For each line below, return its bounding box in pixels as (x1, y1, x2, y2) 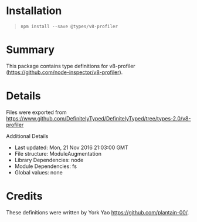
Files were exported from (6, 109, 67, 116)
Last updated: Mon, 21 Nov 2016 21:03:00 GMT (14, 144, 129, 151)
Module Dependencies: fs (14, 163, 77, 170)
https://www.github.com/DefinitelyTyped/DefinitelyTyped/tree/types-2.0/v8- (6, 115, 191, 122)
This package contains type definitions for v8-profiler (6, 62, 136, 69)
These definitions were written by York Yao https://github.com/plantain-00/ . (6, 208, 189, 216)
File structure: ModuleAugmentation (14, 150, 101, 157)
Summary (6, 43, 55, 56)
